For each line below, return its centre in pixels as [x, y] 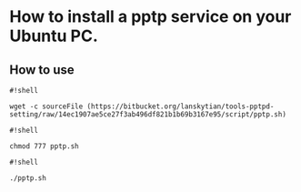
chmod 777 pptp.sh [44, 147]
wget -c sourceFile [46, 106]
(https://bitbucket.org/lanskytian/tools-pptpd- [181, 106]
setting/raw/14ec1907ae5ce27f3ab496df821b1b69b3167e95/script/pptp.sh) [148, 115]
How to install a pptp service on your [150, 17]
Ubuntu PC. [54, 36]
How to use [42, 70]
